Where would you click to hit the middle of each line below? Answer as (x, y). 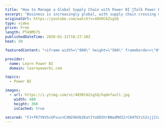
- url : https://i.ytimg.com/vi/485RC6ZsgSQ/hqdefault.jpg (70, 95)
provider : (15, 59)
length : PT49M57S (23, 32)
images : (13, 90)
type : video (17, 23)
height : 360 (26, 104)
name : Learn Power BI (31, 63)
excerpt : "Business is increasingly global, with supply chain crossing (81, 14)
